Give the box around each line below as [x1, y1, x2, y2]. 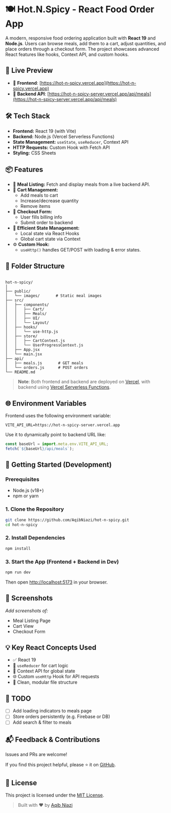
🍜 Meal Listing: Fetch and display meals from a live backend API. [12, 181, 150, 187]
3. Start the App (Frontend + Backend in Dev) [5, 558, 119, 565]
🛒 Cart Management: [12, 187, 58, 193]
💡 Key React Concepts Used [5, 643, 96, 652]
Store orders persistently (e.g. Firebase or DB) [12, 713, 110, 720]
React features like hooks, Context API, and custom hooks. [5, 51, 129, 57]
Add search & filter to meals [12, 719, 72, 726]
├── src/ [5, 298, 24, 303]
